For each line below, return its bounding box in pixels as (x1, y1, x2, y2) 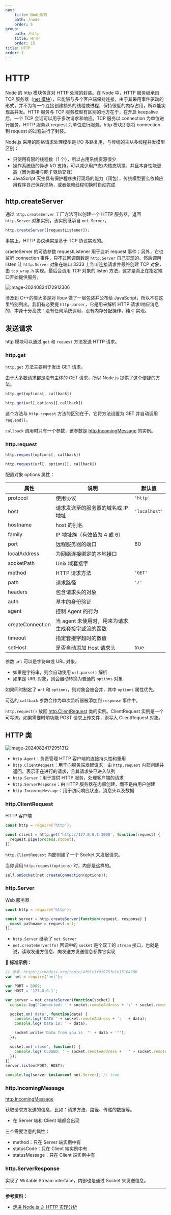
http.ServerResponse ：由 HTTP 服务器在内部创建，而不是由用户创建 (12, 781, 156, 787)
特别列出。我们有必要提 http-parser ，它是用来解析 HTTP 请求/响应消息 (9, 301, 159, 307)
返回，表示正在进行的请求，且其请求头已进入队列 (12, 768, 116, 774)
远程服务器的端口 (55, 541, 97, 548)
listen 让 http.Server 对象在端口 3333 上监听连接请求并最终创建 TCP (5, 261, 149, 267)
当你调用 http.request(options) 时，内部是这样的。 (5, 862, 114, 868)
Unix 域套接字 (55, 560, 89, 567)
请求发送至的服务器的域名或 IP (55, 505, 128, 512)
